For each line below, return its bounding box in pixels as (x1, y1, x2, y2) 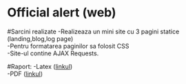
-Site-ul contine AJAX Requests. (7, 49, 99, 57)
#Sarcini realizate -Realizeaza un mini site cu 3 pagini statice (7, 27, 180, 36)
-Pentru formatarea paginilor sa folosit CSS (7, 42, 130, 50)
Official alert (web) (7, 5, 116, 20)
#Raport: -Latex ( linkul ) (7, 62, 73, 70)
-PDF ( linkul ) (7, 70, 43, 78)
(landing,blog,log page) (7, 34, 74, 42)
